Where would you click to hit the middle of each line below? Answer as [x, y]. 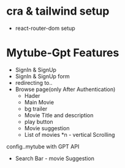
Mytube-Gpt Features [63, 53]
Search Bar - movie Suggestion [55, 158]
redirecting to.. [34, 82]
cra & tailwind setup [58, 11]
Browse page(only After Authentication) [65, 89]
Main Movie [39, 102]
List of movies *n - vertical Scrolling [70, 134]
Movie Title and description [59, 115]
